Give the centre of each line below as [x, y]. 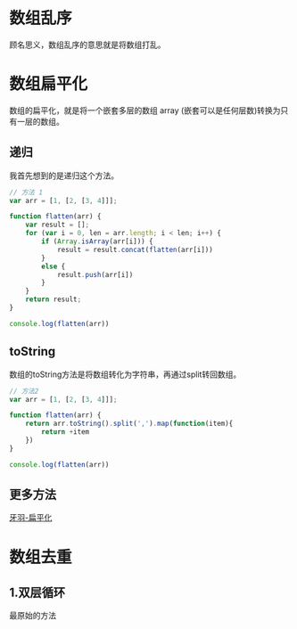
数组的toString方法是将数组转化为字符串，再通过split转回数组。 [125, 374]
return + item [66, 432]
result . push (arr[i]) [95, 274]
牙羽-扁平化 [31, 518]
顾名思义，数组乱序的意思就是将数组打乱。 [87, 45]
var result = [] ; [58, 225]
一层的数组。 [40, 121]
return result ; [54, 299]
